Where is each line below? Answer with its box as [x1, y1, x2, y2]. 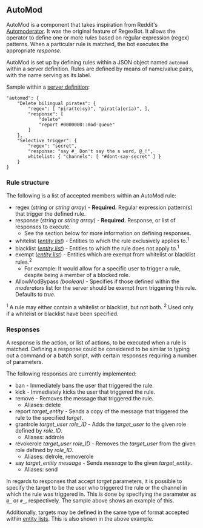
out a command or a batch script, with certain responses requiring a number [6, 352, 197, 359]
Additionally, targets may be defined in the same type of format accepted [6, 509, 189, 516]
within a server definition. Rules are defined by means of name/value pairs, [6, 65, 194, 72]
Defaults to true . [15, 291, 56, 298]
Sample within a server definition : [6, 83, 90, 91]
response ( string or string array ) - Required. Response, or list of [15, 217, 176, 224]
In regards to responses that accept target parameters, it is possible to [6, 478, 182, 485]
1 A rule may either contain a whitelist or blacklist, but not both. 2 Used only [6, 303, 194, 310]
